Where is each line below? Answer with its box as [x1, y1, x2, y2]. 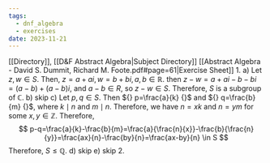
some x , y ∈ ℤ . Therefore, [8, 111, 95, 121]
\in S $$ [202, 133, 229, 143]
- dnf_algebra [15, 19, 63, 28]
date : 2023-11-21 [8, 34, 67, 43]
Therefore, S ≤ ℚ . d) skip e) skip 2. [8, 146, 125, 156]
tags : [8, 11, 27, 20]
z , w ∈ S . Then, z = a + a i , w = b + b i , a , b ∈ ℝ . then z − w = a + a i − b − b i [8, 75, 257, 84]
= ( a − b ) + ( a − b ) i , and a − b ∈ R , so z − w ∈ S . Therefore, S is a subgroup [8, 84, 262, 93]
